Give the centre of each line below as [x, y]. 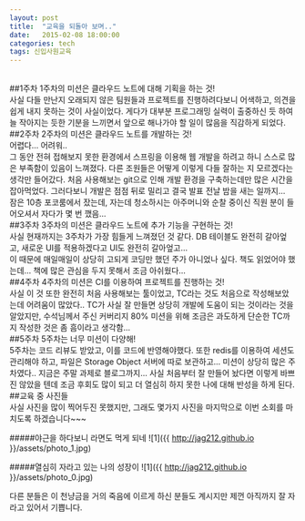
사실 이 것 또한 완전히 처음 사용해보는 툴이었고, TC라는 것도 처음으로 [130, 293]
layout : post [34, 18]
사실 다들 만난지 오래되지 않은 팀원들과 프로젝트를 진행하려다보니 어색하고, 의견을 [153, 100]
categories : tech [42, 43]
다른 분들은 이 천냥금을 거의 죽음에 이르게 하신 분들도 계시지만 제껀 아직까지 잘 [148, 496]
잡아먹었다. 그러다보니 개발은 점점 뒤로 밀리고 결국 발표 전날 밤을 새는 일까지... [147, 191]
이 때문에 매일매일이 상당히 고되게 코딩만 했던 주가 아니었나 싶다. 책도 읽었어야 [148, 260]
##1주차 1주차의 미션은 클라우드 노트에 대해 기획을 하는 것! [112, 88]
